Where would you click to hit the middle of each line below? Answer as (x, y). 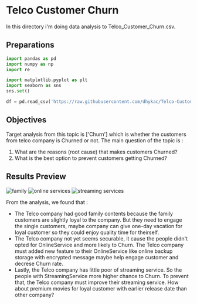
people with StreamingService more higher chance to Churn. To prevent (101, 276)
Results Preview (36, 177)
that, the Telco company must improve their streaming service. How (96, 282)
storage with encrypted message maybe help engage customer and (96, 257)
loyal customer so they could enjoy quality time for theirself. (87, 232)
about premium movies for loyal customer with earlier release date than (101, 288)
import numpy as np (30, 64)
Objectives (26, 120)
